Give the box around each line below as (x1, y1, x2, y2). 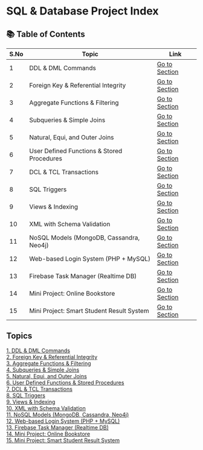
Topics (6, 331, 33, 341)
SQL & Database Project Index (6, 4, 159, 18)
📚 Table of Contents (6, 29, 86, 39)
